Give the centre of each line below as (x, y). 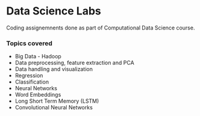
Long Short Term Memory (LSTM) (57, 101)
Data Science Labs (54, 11)
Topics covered (30, 43)
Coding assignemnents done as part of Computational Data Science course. (101, 28)
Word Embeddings (38, 95)
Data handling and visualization (54, 69)
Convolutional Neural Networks (54, 108)
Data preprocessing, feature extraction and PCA (74, 63)
